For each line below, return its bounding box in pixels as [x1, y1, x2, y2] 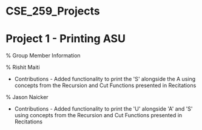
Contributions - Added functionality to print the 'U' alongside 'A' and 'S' [14, 105, 193, 112]
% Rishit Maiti [5, 63, 40, 71]
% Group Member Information [5, 52, 81, 59]
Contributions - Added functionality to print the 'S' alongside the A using [14, 76, 196, 83]
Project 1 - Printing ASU [5, 32, 126, 46]
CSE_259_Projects [5, 4, 101, 18]
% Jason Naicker [5, 94, 49, 101]
